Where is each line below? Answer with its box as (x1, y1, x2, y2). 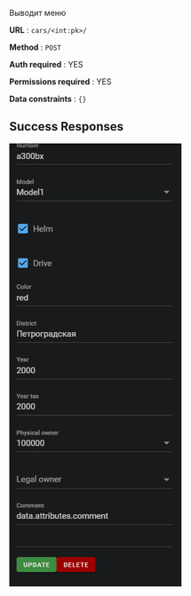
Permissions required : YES (9, 76, 112, 87)
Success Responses (9, 119, 124, 134)
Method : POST (9, 42, 62, 52)
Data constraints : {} (9, 93, 87, 104)
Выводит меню (9, 8, 67, 18)
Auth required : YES (9, 60, 84, 69)
